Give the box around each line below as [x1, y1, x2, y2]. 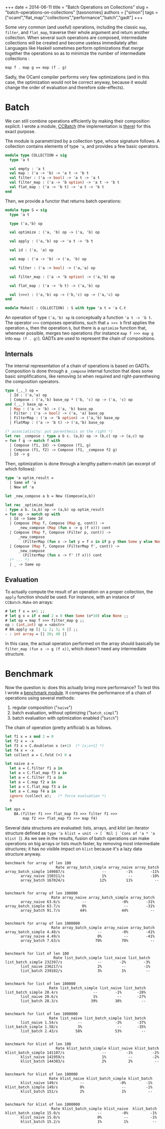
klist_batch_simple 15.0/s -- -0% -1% [5, 1110, 157, 1115]
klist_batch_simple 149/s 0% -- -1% [5, 1085, 153, 1090]
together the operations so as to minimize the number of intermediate [5, 50, 146, 56]
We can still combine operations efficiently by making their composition [5, 118, 150, 124]
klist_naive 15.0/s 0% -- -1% [20, 1115, 157, 1120]
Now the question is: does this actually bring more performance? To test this [5, 685, 160, 690]
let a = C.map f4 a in [9, 789, 56, 794]
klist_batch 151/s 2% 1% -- [20, 1089, 153, 1094]
